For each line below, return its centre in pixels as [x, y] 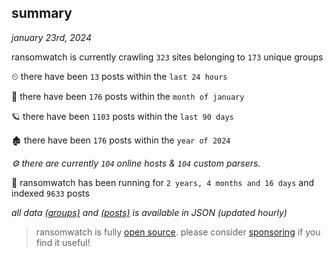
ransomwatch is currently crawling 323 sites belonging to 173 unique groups [167, 57]
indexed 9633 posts [50, 193]
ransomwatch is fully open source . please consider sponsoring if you [178, 232]
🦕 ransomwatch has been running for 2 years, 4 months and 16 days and [163, 182]
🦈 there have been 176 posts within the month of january [128, 96]
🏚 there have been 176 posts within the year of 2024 [121, 140]
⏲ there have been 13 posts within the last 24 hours [119, 76]
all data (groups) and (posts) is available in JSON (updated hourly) [149, 212]
